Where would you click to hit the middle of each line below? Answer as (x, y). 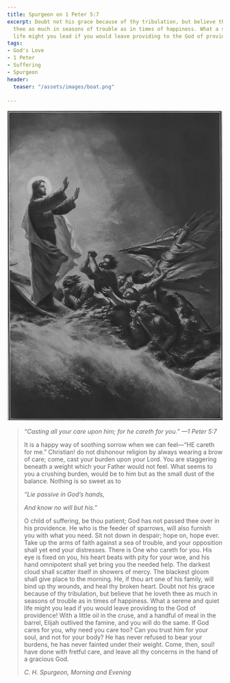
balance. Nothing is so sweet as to (72, 481)
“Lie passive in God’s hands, (64, 494)
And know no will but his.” (61, 508)
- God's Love (26, 51)
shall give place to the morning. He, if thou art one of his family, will (119, 579)
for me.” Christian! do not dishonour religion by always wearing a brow (123, 452)
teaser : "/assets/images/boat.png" (64, 87)
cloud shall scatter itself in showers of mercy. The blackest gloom (116, 572)
